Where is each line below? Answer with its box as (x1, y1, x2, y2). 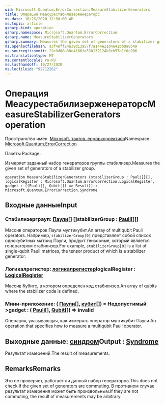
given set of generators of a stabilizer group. (5, 165, 96, 171)
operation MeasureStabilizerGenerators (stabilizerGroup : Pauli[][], (5, 174, 153, 180)
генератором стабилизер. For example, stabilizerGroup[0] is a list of (5, 242, 147, 249)
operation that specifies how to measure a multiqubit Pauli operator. (5, 323, 142, 329)
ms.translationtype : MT (5, 53, 54, 58)
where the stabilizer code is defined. (5, 288, 79, 294)
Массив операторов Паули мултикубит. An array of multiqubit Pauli (5, 227, 143, 233)
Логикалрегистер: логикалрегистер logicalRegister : (5, 266, 136, 272)
